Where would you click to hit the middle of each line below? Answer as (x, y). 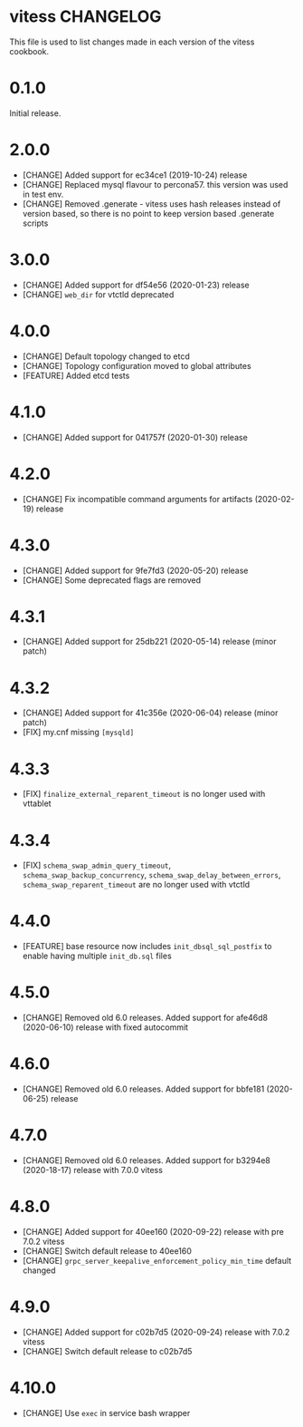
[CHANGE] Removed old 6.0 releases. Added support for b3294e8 (147, 1160)
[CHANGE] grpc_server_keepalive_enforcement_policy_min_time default (157, 1260)
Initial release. (35, 113)
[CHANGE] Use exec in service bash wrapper (106, 1412)
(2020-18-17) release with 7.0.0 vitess (92, 1170)
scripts (35, 223)
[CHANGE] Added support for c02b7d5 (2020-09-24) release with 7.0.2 (156, 1332)
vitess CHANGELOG (85, 17)
